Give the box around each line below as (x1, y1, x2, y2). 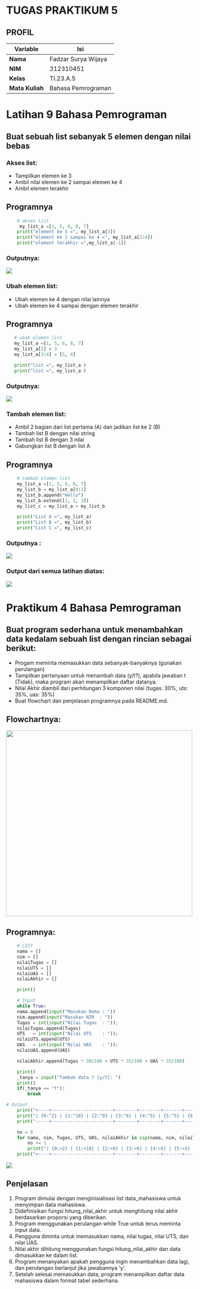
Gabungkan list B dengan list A (14, 442, 90, 450)
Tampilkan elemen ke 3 (14, 172, 72, 179)
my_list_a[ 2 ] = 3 (14, 346, 58, 352)
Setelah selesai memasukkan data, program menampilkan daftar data (14, 1271, 185, 1278)
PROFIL (6, 27, 34, 38)
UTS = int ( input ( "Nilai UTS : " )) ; (17, 1031, 118, 1037)
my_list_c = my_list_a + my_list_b (17, 503, 105, 509)
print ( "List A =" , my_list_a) (17, 514, 92, 520)
